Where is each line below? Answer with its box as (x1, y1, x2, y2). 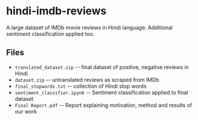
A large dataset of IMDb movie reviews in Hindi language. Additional (6, 24, 173, 31)
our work (14, 107, 37, 115)
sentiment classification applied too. (6, 30, 95, 37)
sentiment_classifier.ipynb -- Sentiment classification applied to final (14, 88, 188, 96)
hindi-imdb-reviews (6, 4, 107, 18)
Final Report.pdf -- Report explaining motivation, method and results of (14, 101, 192, 109)
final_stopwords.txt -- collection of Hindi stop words (14, 82, 147, 90)
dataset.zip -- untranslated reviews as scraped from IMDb (14, 76, 159, 83)
